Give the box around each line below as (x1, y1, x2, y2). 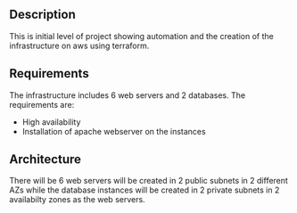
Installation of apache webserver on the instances (21, 126, 207, 136)
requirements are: (9, 99, 75, 110)
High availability (21, 116, 81, 127)
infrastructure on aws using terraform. (9, 40, 150, 51)
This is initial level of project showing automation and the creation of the (9, 30, 274, 41)
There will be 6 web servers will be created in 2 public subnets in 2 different (9, 176, 288, 186)
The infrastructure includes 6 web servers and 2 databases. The (9, 89, 246, 101)
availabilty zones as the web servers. (9, 194, 145, 205)
